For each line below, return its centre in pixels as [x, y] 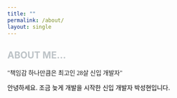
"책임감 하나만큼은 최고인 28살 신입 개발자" [65, 73]
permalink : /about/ [36, 20]
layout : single [29, 27]
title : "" [22, 14]
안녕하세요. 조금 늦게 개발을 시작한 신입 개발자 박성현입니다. [89, 87]
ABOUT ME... [37, 55]
